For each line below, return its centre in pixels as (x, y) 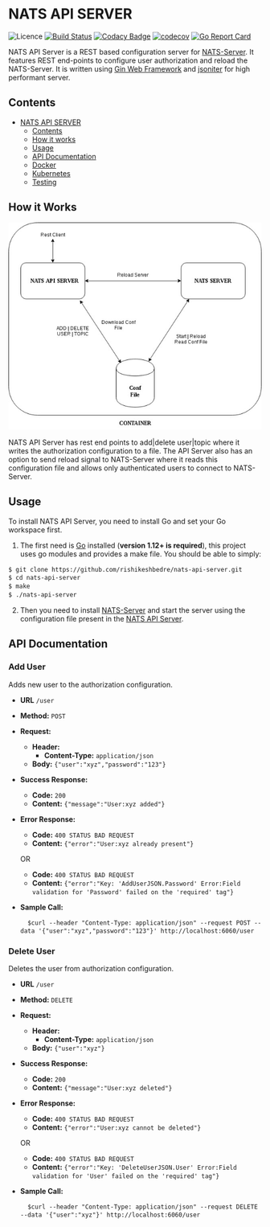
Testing (44, 182)
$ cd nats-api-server (45, 578)
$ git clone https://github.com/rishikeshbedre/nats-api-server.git (125, 569)
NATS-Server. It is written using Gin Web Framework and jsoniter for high (129, 68)
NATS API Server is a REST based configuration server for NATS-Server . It (131, 51)
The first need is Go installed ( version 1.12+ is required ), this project (133, 545)
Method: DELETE (47, 999)
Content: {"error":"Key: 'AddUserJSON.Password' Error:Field (136, 883)
